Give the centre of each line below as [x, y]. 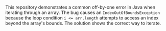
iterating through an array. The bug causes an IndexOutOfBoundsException [82, 12]
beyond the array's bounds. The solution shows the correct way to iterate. [83, 23]
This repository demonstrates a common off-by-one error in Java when [80, 7]
